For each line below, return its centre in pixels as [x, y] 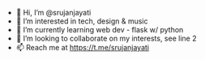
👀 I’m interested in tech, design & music [82, 21]
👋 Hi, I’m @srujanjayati [53, 13]
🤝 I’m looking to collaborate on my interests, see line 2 [106, 38]
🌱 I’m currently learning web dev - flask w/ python [100, 30]
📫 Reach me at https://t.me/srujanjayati [83, 47]
